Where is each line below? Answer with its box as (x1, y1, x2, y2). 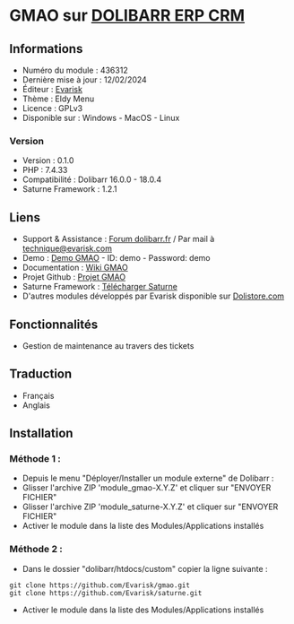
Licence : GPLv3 (22, 103, 83, 113)
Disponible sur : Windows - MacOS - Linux (22, 113, 180, 123)
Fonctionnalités (9, 316, 99, 332)
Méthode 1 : (9, 453, 61, 465)
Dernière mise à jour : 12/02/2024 (22, 74, 148, 85)
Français (22, 390, 55, 401)
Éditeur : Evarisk (22, 84, 83, 94)
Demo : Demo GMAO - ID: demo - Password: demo (22, 253, 211, 264)
